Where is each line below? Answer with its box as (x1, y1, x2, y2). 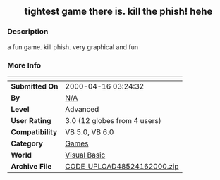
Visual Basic (65, 150, 106, 160)
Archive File (11, 161, 52, 171)
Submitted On (11, 81, 59, 91)
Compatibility (11, 127, 58, 136)
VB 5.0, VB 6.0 (65, 127, 114, 136)
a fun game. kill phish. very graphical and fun (7, 42, 139, 51)
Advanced (65, 104, 99, 114)
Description (7, 27, 49, 37)
